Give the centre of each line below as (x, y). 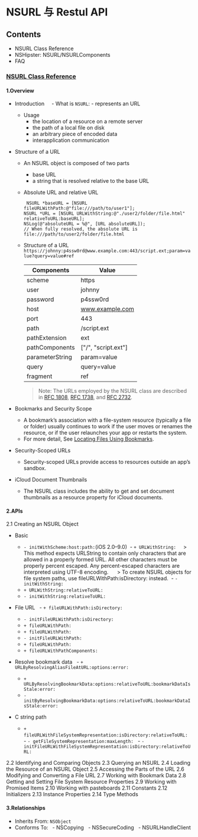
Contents (24, 34)
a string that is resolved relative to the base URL (91, 181)
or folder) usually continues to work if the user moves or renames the (108, 426)
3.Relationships (26, 807)
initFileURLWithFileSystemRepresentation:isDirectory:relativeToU (107, 747)
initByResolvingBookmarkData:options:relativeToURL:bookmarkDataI (107, 701)
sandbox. (35, 468)
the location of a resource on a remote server (87, 121)
